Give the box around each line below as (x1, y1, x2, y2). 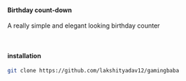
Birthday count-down (7, 6, 72, 14)
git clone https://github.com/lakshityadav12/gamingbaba (7, 67, 180, 75)
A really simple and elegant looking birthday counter (7, 21, 160, 30)
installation (7, 51, 41, 60)
